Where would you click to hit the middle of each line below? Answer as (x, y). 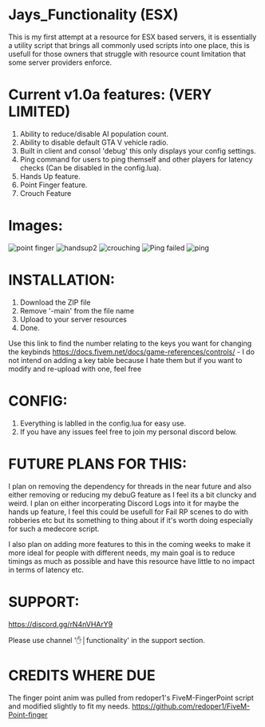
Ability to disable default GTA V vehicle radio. (94, 142)
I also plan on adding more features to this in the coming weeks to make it (130, 544)
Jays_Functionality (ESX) (93, 15)
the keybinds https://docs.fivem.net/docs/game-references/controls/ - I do (132, 352)
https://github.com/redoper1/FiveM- (191, 706)
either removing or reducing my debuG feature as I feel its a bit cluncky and (132, 494)
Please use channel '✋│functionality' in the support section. (107, 640)
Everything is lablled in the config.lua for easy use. (103, 423)
